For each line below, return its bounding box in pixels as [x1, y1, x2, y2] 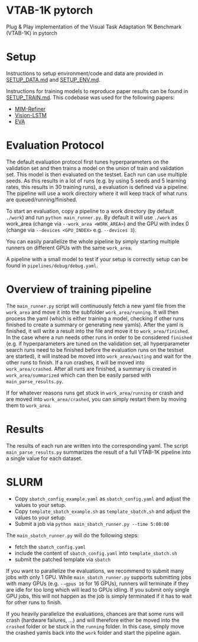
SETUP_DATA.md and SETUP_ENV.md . [6, 76, 100, 83]
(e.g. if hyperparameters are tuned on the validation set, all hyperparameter [6, 340, 190, 347]
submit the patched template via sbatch [14, 556, 111, 563]
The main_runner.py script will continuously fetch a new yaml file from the [6, 302, 186, 309]
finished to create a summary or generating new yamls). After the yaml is [6, 321, 184, 328]
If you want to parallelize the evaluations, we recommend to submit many [6, 567, 184, 574]
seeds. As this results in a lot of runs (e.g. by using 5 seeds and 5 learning [6, 177, 186, 184]
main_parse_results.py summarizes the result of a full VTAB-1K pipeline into [6, 448, 191, 455]
